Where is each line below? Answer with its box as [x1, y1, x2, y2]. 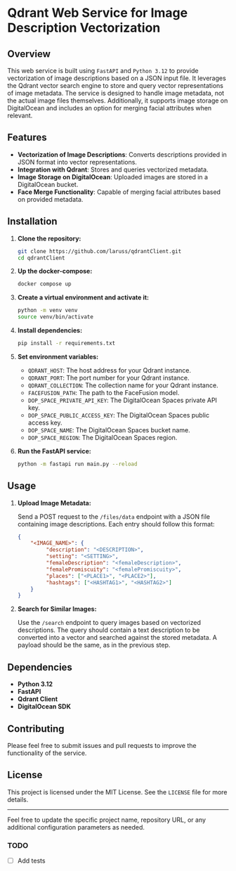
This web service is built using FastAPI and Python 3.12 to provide [7, 67, 199, 75]
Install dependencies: [17, 326, 83, 335]
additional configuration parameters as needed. [7, 822, 145, 831]
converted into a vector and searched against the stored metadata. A [17, 633, 218, 642]
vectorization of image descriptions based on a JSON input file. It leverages [7, 74, 226, 82]
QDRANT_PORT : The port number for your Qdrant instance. [27, 373, 190, 382]
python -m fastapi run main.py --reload [17, 460, 138, 467]
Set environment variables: [17, 352, 99, 361]
